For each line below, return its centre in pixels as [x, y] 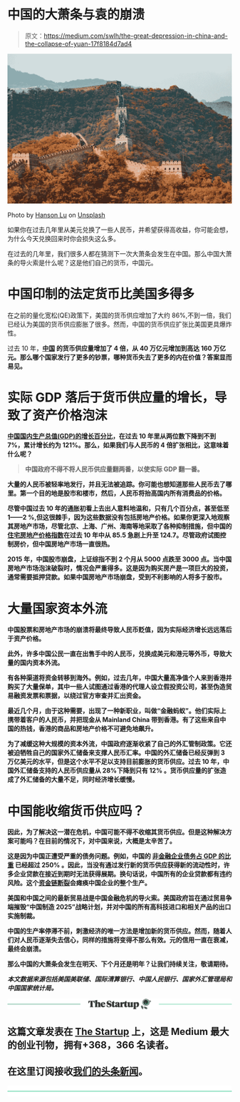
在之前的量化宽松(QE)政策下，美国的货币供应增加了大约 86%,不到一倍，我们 [119, 315]
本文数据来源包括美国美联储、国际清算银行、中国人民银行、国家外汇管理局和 [120, 979]
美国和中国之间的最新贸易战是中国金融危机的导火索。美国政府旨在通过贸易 [116, 898]
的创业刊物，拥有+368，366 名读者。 [91, 1045]
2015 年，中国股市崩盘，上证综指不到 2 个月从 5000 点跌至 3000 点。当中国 [120, 559]
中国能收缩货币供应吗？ [76, 811]
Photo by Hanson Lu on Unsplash [56, 215]
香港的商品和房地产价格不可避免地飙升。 [98, 729]
